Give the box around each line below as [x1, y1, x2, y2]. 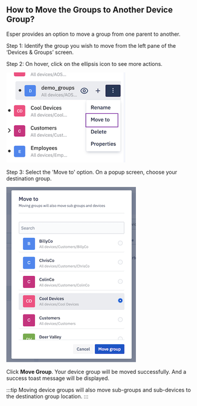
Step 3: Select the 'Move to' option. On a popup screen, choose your [6, 168, 178, 175]
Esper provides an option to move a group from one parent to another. [6, 30, 181, 38]
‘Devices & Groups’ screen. [6, 48, 74, 56]
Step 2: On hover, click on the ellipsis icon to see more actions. [6, 60, 163, 67]
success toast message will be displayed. [6, 375, 110, 382]
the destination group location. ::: [6, 393, 89, 400]
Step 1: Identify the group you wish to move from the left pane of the [6, 42, 176, 49]
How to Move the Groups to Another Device [6, 5, 173, 15]
